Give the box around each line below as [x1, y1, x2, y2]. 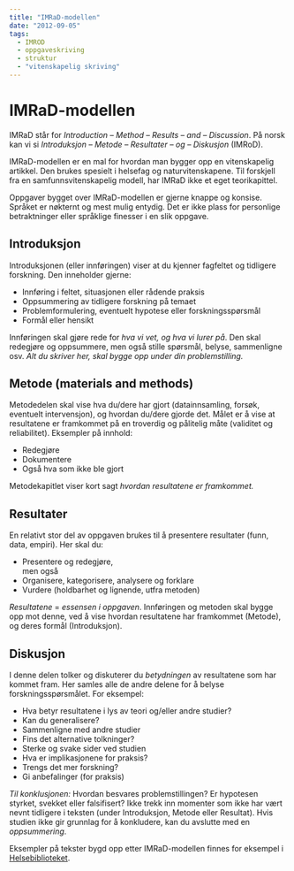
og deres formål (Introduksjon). [9, 621, 123, 631]
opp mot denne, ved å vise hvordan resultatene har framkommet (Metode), [9, 611, 282, 622]
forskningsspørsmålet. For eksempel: [9, 689, 144, 699]
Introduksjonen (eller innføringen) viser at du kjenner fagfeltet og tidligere [9, 260, 276, 271]
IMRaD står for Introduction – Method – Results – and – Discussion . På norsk [9, 129, 285, 140]
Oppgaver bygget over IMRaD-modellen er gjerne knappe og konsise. [9, 192, 262, 202]
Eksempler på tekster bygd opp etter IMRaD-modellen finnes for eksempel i [9, 844, 284, 854]
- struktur [17, 54, 57, 63]
